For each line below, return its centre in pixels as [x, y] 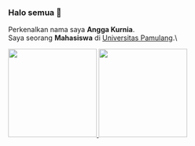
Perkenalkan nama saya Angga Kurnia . [72, 30]
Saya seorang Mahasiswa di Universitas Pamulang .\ [93, 38]
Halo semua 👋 [35, 13]
